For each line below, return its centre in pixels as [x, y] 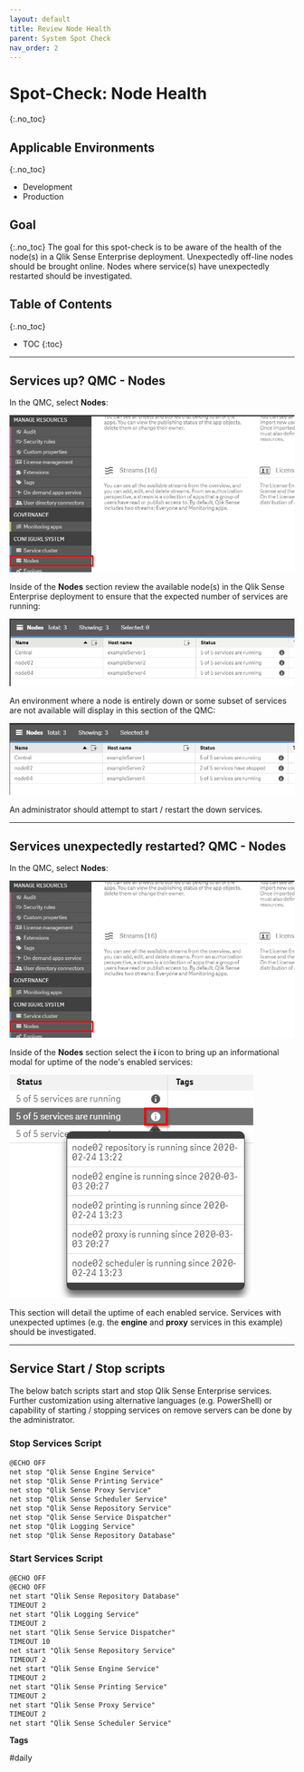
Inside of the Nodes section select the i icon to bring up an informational [144, 1052]
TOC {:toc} [43, 344]
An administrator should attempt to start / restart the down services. [136, 809]
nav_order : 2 [34, 48]
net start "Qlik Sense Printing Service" [89, 1688]
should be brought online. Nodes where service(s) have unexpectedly [139, 266]
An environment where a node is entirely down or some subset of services [148, 701]
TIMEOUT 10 [30, 1642]
